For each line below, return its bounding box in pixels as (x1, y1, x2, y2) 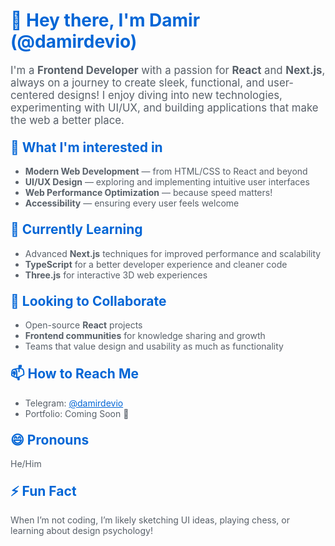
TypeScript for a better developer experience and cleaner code (24, 258, 288, 270)
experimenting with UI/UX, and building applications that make (10, 100, 319, 114)
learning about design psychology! (10, 525, 153, 537)
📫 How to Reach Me (10, 365, 139, 383)
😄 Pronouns (10, 431, 90, 448)
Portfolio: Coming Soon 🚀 (24, 407, 130, 419)
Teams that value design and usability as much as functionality (24, 340, 284, 353)
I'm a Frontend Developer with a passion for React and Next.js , (10, 63, 326, 77)
